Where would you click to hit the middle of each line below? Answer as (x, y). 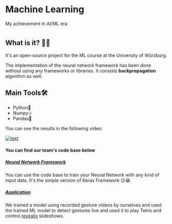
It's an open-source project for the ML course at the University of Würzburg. (86, 55)
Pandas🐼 (22, 118)
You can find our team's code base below (50, 150)
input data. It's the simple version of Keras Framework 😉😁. (69, 180)
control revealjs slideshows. (35, 216)
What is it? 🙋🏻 (28, 43)
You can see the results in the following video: (54, 129)
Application (18, 192)
